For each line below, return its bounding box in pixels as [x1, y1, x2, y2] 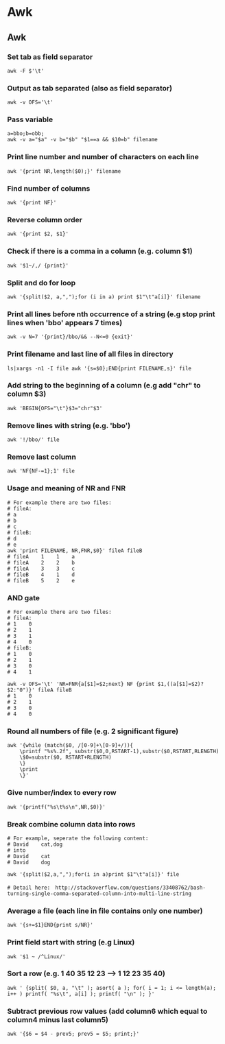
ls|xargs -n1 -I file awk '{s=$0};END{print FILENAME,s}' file [7, 365, 192, 372]
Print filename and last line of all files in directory [7, 349, 174, 359]
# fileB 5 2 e [7, 577, 75, 584]
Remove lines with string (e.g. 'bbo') [7, 420, 131, 430]
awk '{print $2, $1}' [7, 230, 69, 237]
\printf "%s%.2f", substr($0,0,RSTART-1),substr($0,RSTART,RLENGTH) [19, 748, 220, 755]
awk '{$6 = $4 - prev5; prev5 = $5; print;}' [7, 1030, 139, 1038]
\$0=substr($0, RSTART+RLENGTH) [19, 754, 112, 761]
